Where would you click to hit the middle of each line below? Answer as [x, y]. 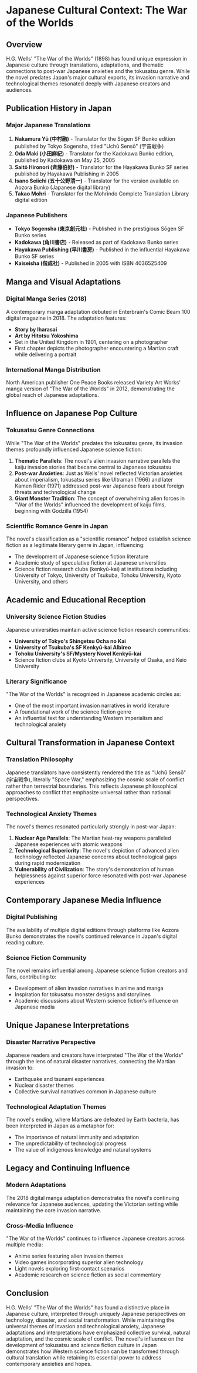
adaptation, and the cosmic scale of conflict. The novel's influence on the [95, 1339]
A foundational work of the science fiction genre [73, 712]
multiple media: [25, 1244]
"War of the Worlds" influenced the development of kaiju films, [90, 505]
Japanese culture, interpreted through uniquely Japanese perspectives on [96, 1314]
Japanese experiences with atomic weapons [69, 844]
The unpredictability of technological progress [71, 1143]
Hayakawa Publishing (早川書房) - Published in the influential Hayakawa [102, 249]
